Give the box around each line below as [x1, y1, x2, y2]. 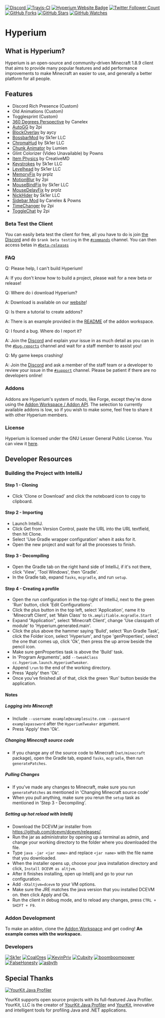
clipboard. [12, 498, 33, 504]
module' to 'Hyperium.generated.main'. [12, 623, 92, 629]
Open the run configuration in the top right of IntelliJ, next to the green [12, 596, 155, 602]
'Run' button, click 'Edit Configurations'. [12, 602, 93, 608]
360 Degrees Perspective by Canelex [12, 118, 88, 124]
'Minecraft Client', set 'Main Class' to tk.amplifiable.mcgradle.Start [12, 612, 152, 618]
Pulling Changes [5, 772, 40, 778]
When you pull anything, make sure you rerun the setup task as [12, 794, 140, 800]
